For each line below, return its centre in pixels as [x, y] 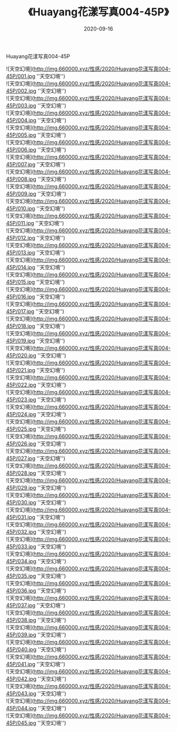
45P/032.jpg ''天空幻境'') [36, 532]
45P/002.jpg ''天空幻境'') [36, 91]
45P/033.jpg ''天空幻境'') [36, 546]
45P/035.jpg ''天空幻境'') [36, 576]
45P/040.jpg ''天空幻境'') [36, 649]
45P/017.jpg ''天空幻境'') [35, 311]
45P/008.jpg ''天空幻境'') [36, 179]
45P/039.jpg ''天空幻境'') [36, 634]
